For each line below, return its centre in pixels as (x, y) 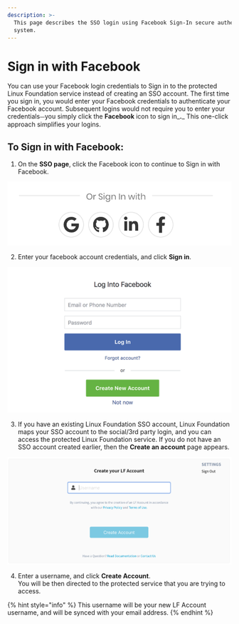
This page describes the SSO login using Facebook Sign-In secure (114, 22)
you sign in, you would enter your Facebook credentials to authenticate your (119, 101)
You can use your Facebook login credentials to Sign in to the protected (112, 86)
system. (25, 30)
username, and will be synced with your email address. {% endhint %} (110, 612)
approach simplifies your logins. (54, 124)
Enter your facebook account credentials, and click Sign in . (105, 256)
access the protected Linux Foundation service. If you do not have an (119, 440)
